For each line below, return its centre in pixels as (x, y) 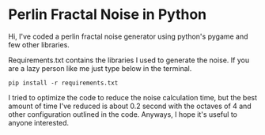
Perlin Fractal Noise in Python (108, 15)
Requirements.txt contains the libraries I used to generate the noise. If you (129, 60)
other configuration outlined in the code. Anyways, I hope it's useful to (123, 114)
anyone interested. (39, 122)
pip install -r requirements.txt (63, 83)
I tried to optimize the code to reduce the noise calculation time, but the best (133, 97)
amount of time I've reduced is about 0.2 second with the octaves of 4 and (130, 106)
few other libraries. (39, 44)
